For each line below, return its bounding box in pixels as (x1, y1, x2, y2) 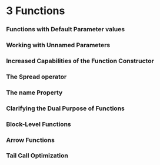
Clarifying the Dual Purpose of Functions (6, 104, 125, 113)
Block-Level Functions (6, 120, 72, 128)
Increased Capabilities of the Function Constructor (6, 57, 154, 65)
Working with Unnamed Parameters (6, 41, 111, 49)
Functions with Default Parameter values (6, 25, 125, 34)
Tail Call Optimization (6, 151, 69, 160)
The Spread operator (6, 72, 67, 81)
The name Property (6, 88, 63, 97)
